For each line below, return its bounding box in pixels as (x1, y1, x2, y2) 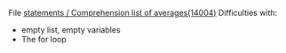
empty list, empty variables (20, 25, 121, 34)
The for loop (20, 34, 68, 44)
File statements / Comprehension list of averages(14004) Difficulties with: (8, 8, 278, 18)
